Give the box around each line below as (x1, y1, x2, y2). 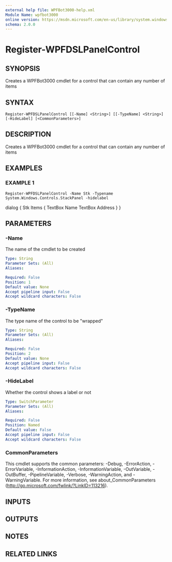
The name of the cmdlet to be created (5, 246, 85, 253)
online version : (5, 17, 40, 22)
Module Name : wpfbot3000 (5, 12, 58, 17)
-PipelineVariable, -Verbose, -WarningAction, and (28, 472, 132, 478)
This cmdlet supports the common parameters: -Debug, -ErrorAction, (5, 461, 152, 467)
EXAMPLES (5, 164, 42, 173)
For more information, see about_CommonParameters (42, 477, 156, 483)
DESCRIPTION (5, 130, 51, 139)
